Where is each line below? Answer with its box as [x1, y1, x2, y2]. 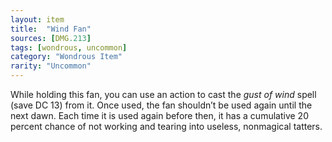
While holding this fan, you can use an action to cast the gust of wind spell [10, 89, 317, 100]
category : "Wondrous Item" [10, 52, 123, 62]
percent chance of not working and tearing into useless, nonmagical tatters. [10, 121, 323, 132]
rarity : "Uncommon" [10, 61, 92, 71]
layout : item [10, 14, 65, 25]
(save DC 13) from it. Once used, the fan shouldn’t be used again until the [10, 99, 313, 111]
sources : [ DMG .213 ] [10, 33, 92, 43]
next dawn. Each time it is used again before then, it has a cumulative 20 [10, 110, 309, 121]
